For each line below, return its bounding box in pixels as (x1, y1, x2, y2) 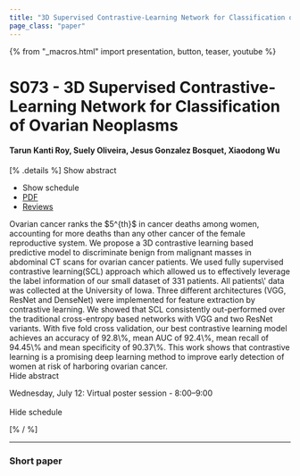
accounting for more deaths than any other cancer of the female (9, 228, 246, 238)
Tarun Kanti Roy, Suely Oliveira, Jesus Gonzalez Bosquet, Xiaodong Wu (9, 145, 280, 156)
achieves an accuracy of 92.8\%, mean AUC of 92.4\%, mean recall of (9, 332, 270, 343)
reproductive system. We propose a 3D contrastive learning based (9, 238, 254, 248)
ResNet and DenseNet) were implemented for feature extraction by (9, 294, 256, 305)
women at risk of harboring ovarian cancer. (9, 361, 168, 372)
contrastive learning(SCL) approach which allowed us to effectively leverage (9, 265, 290, 277)
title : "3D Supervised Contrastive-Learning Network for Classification (9, 13, 286, 22)
